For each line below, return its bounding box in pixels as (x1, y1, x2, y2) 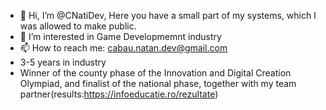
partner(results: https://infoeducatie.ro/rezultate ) (19, 88, 219, 100)
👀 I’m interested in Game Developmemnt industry (19, 31, 222, 42)
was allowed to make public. (19, 20, 137, 32)
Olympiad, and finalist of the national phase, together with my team (19, 78, 297, 89)
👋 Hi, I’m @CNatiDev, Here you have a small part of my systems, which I (19, 10, 317, 21)
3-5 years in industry (19, 56, 107, 68)
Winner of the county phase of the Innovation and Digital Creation (19, 67, 292, 79)
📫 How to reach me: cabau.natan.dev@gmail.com (19, 42, 228, 54)
